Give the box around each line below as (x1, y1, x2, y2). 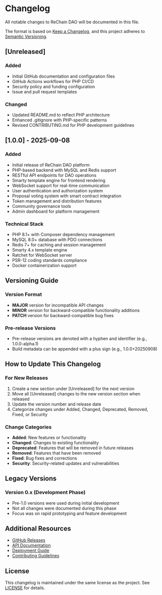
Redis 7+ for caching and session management (12, 241, 106, 248)
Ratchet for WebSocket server (12, 252, 73, 258)
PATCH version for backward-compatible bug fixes (12, 312, 114, 318)
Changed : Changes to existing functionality (12, 440, 99, 445)
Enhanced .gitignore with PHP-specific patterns (12, 117, 107, 123)
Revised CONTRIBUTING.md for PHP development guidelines (12, 122, 134, 128)
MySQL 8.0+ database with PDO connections (12, 237, 103, 242)
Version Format (5, 291, 42, 298)
